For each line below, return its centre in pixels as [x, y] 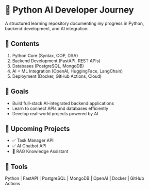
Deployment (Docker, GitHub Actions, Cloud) [57, 76]
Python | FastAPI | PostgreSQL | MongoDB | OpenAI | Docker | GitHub [74, 178]
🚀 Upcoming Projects [38, 129]
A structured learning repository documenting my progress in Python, [74, 23]
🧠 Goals [17, 92]
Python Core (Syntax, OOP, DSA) [45, 55]
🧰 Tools [17, 166]
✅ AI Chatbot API [29, 146]
